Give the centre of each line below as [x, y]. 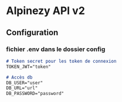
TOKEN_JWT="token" [28, 67]
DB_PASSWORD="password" [35, 94]
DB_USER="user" [25, 83]
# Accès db [19, 77]
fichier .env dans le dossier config [56, 49]
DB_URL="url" [22, 88]
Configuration [32, 33]
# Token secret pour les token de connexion [61, 61]
